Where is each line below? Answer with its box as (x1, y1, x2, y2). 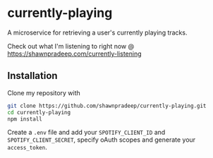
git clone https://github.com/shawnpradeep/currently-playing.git (7, 102, 207, 109)
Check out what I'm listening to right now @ (7, 42, 135, 50)
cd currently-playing (7, 109, 71, 116)
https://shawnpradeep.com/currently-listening (7, 49, 142, 58)
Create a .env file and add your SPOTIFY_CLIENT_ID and (7, 128, 166, 137)
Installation (7, 70, 58, 82)
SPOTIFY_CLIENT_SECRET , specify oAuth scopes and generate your (7, 135, 196, 144)
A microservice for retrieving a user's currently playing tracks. (7, 28, 188, 37)
